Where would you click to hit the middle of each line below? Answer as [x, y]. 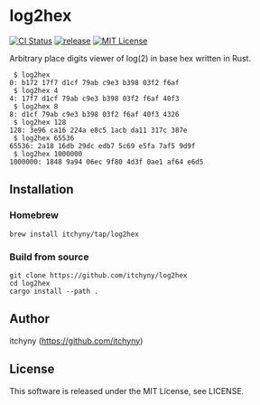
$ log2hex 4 [36, 90]
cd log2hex [30, 283]
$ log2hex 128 [40, 122]
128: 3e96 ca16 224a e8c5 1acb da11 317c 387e [98, 130]
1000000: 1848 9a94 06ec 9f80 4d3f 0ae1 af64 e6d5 [107, 162]
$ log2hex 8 [36, 106]
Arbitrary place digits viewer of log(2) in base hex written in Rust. [130, 58]
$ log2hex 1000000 [48, 154]
